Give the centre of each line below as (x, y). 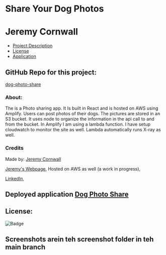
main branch (25, 247)
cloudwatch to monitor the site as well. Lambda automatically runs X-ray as (83, 130)
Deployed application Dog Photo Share (67, 194)
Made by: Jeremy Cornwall (33, 159)
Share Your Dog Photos (55, 9)
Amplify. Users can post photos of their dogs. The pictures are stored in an (83, 114)
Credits (14, 148)
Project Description (32, 46)
